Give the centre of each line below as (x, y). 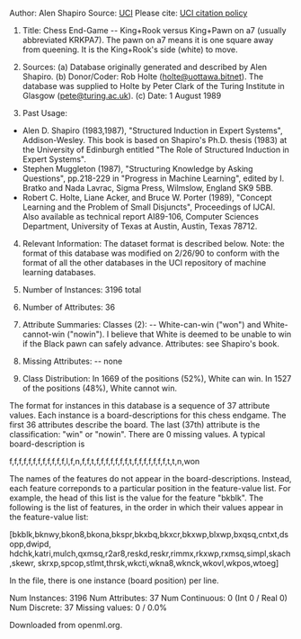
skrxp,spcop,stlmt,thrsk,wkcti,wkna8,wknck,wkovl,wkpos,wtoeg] (158, 563)
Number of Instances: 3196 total (82, 290)
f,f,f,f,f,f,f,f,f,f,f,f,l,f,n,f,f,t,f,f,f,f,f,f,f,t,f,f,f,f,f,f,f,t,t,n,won (105, 461)
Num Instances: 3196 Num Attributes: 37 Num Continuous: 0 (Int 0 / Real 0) (148, 598)
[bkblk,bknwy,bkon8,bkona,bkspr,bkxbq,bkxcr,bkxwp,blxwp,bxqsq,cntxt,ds (149, 534)
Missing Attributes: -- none (72, 361)
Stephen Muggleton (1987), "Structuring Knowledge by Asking (137, 169)
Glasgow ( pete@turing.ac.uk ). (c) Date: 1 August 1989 (122, 95)
